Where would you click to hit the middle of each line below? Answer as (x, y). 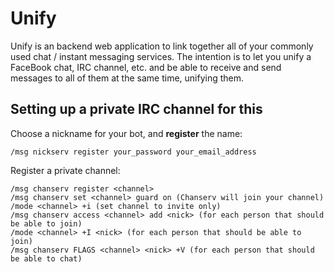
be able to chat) (46, 258)
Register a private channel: (65, 170)
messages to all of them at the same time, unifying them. (127, 78)
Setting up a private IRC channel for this (136, 109)
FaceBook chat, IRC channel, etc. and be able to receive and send (146, 67)
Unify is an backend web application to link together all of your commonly (162, 46)
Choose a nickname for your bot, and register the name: (126, 133)
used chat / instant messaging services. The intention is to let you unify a (161, 56)
